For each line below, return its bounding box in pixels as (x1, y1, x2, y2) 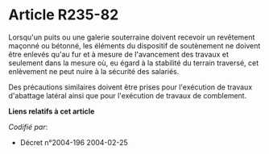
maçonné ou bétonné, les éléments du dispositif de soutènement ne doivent (8, 40, 261, 50)
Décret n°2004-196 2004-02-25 (19, 137, 128, 147)
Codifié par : (8, 122, 48, 131)
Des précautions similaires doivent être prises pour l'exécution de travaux (8, 82, 253, 92)
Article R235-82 (8, 6, 119, 24)
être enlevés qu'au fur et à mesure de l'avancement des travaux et (8, 49, 230, 59)
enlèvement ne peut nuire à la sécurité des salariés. (8, 66, 180, 76)
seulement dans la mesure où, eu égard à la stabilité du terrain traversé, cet (8, 58, 259, 68)
